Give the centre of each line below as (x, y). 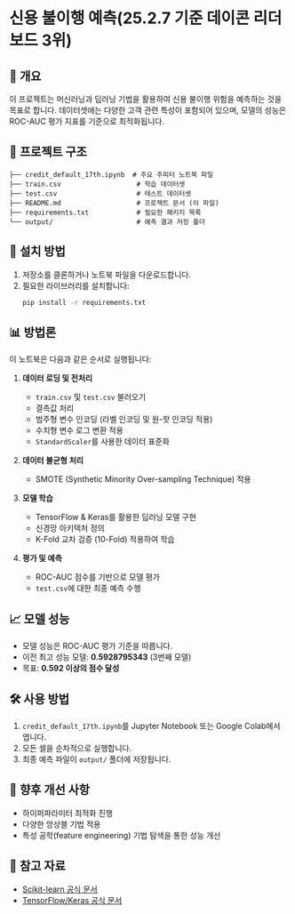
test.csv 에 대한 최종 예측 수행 (88, 589)
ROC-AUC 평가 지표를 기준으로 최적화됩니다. (87, 121)
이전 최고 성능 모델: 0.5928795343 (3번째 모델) (107, 657)
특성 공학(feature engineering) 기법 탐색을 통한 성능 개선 (121, 835)
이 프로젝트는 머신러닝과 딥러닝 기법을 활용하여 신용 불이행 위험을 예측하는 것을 (146, 99)
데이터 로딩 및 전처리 (57, 378)
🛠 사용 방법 (39, 699)
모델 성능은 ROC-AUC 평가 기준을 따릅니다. (97, 646)
